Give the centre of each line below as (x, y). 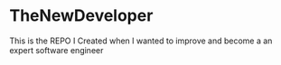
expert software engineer (56, 50)
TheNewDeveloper (81, 16)
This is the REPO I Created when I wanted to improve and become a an (141, 41)
